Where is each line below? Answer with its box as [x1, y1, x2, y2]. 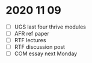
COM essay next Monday [14, 50, 78, 57]
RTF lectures [14, 37, 46, 44]
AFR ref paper [14, 30, 49, 37]
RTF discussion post [14, 43, 66, 51]
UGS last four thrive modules [14, 23, 87, 30]
